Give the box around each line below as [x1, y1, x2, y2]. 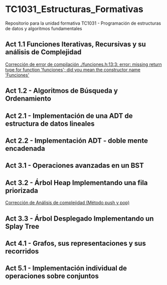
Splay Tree [5, 222, 40, 231]
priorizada [5, 186, 39, 195]
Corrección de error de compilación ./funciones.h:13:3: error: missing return [5, 61, 162, 67]
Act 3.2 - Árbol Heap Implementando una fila [5, 178, 148, 187]
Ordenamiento [5, 94, 52, 103]
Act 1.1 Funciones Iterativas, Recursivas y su [5, 40, 146, 49]
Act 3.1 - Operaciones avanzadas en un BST [5, 161, 144, 170]
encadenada [5, 144, 45, 153]
